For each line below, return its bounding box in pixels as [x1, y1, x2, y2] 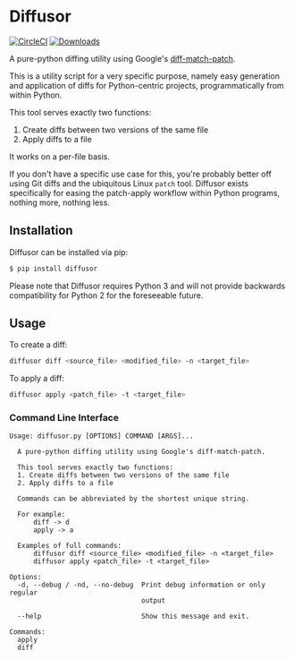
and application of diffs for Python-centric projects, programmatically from [9, 80, 284, 90]
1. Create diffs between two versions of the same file [17, 471, 230, 480]
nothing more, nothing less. [9, 197, 110, 208]
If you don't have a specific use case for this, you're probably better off [9, 168, 273, 179]
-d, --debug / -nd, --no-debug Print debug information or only [17, 580, 266, 590]
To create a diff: [9, 339, 68, 350]
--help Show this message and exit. [17, 612, 250, 621]
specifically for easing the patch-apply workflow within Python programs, [9, 187, 280, 198]
